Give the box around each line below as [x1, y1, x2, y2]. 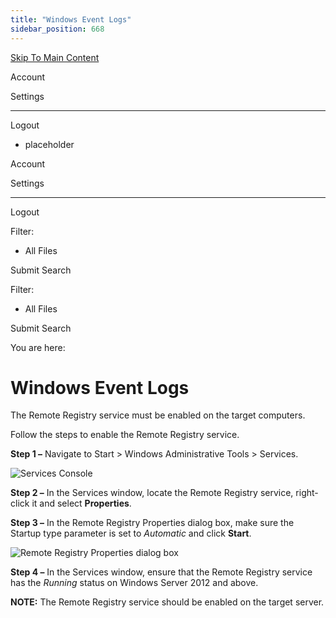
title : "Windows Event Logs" [10, 14, 132, 25]
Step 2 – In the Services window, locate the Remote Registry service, [10, 487, 294, 499]
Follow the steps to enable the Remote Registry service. [10, 429, 240, 441]
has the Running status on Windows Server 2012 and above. [10, 577, 259, 589]
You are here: [10, 341, 66, 353]
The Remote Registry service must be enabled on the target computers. [10, 409, 306, 421]
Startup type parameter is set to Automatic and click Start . [10, 527, 252, 540]
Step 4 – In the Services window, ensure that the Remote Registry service [10, 566, 313, 578]
